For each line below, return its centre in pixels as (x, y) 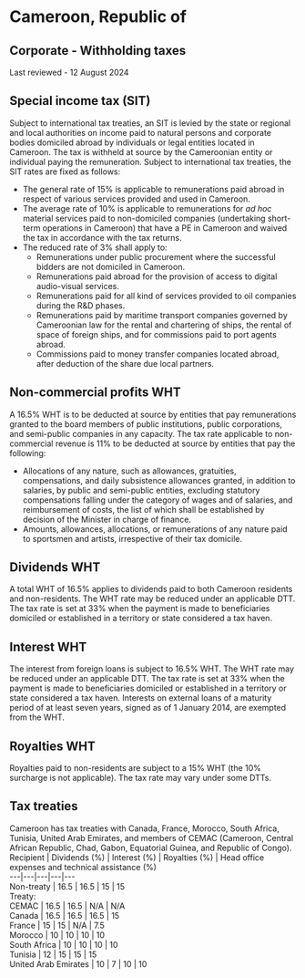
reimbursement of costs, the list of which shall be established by (143, 509)
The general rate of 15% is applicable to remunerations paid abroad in (153, 189)
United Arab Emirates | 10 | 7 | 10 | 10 (78, 963)
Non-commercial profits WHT (95, 393)
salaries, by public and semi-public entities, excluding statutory (141, 490)
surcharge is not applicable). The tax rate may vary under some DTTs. (140, 778)
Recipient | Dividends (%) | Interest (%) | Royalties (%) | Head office (137, 857)
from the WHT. (37, 717)
